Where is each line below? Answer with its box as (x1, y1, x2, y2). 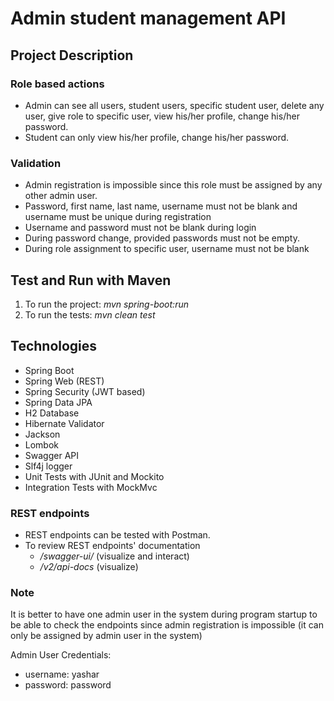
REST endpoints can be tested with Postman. (24, 529, 211, 541)
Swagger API (24, 449, 79, 461)
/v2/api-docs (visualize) (39, 561, 139, 573)
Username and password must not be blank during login (24, 222, 257, 234)
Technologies (10, 338, 98, 355)
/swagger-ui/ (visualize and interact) (39, 550, 190, 562)
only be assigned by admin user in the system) (10, 630, 203, 642)
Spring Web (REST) (24, 375, 105, 387)
